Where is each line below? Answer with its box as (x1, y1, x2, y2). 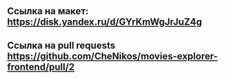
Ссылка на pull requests (7, 39, 116, 51)
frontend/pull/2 (7, 61, 75, 73)
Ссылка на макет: (7, 5, 89, 17)
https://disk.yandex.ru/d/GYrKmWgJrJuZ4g (7, 16, 202, 28)
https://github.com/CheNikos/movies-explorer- (7, 50, 218, 62)
